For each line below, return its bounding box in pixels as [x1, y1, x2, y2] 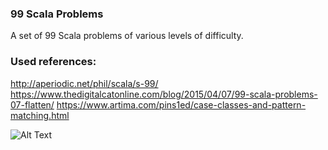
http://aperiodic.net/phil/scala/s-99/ [10, 77, 159, 89]
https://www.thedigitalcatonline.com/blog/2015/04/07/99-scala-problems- [10, 88, 318, 100]
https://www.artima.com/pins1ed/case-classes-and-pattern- [56, 98, 307, 111]
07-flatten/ [10, 98, 55, 111]
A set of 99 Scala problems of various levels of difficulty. [10, 30, 244, 42]
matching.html [10, 109, 70, 121]
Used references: [10, 55, 97, 69]
